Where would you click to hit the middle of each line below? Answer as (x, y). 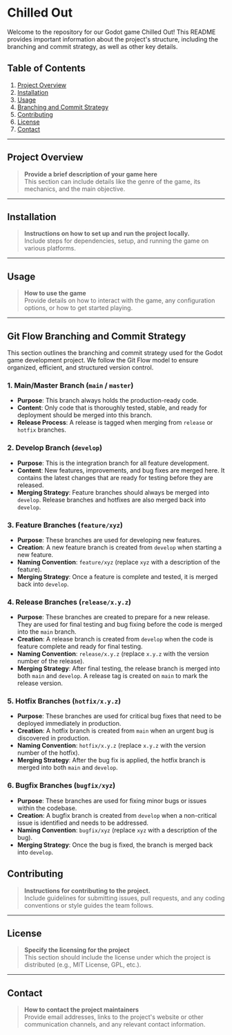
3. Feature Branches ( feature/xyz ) (65, 525)
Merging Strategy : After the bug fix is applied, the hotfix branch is (111, 760)
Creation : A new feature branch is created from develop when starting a (119, 547)
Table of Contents (47, 68)
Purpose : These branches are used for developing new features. (109, 540)
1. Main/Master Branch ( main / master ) (70, 385)
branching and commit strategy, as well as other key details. (93, 46)
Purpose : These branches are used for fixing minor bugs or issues (112, 800)
